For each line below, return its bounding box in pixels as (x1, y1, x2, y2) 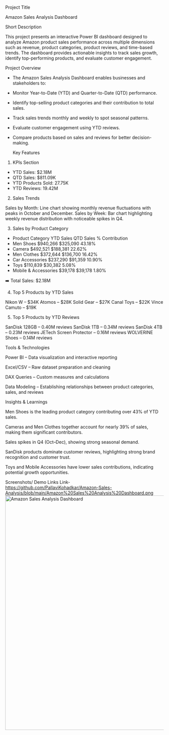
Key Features (12, 150, 40, 156)
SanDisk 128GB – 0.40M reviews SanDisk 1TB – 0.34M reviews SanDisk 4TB (5, 324, 162, 330)
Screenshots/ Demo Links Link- (5, 479, 70, 485)
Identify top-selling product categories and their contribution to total (12, 100, 154, 106)
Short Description (5, 24, 42, 30)
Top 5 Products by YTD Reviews (12, 314, 79, 320)
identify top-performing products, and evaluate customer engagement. (5, 55, 152, 61)
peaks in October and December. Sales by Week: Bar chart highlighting (5, 210, 152, 216)
